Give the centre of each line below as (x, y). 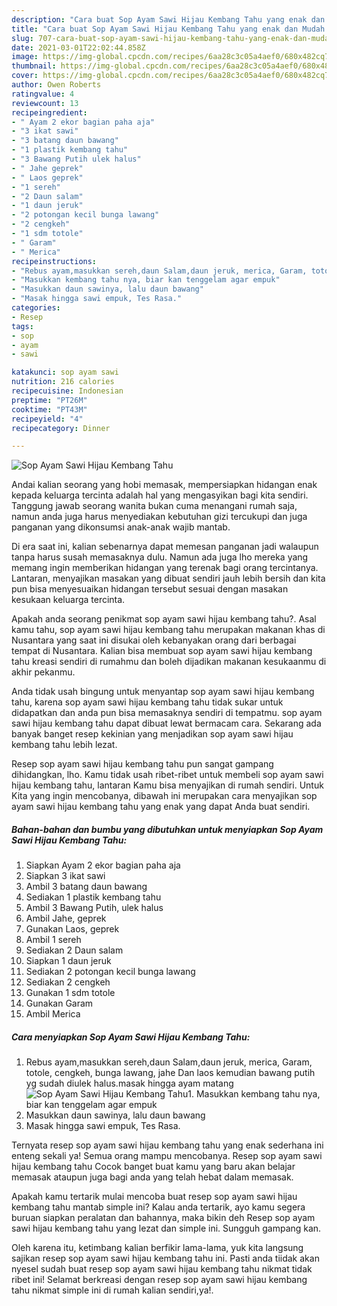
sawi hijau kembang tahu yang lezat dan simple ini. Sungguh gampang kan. (166, 1228)
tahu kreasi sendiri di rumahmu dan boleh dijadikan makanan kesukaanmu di (169, 662)
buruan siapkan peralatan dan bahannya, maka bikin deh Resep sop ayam (163, 1218)
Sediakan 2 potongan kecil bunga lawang (110, 972)
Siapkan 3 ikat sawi (65, 876)
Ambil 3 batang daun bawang (86, 887)
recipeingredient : (49, 112)
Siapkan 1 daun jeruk (68, 961)
